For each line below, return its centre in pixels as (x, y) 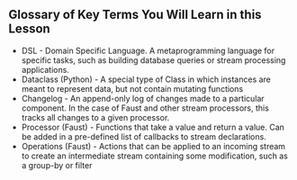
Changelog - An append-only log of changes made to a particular (143, 98)
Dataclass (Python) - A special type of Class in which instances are (146, 79)
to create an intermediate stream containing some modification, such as (155, 156)
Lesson (29, 29)
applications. (45, 69)
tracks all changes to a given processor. (95, 117)
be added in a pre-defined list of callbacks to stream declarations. (144, 136)
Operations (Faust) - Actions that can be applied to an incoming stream (153, 146)
